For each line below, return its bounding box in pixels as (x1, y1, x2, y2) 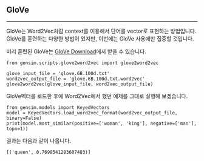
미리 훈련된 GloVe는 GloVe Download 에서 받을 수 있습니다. (6, 48, 147, 55)
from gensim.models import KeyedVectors (6, 104, 110, 111)
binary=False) (6, 115, 42, 121)
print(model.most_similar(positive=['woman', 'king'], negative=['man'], (6, 120, 197, 126)
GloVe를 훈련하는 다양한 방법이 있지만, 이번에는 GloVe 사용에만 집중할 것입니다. (6, 34, 194, 42)
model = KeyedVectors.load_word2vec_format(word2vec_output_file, (6, 110, 178, 116)
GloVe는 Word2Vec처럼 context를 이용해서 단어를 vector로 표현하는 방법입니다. (6, 27, 197, 34)
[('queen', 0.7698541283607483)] (6, 149, 91, 155)
